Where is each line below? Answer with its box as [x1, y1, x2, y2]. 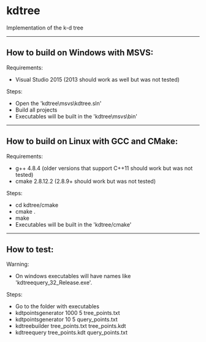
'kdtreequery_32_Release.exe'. [15, 279, 93, 286]
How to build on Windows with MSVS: [6, 47, 154, 58]
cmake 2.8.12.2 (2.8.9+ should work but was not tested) [15, 177, 156, 185]
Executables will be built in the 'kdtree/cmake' [15, 220, 132, 228]
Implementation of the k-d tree [6, 24, 84, 31]
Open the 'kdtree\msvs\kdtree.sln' [15, 99, 102, 107]
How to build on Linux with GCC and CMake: [6, 136, 178, 147]
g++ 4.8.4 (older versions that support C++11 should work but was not [15, 164, 193, 172]
